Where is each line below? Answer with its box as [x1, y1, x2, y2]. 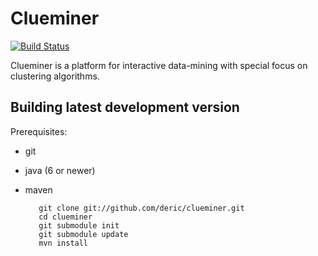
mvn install [38, 238, 89, 248]
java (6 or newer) [24, 164, 96, 176]
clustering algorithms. [10, 70, 100, 82]
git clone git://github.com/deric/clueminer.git [38, 203, 245, 213]
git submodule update [38, 229, 129, 239]
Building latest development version [10, 99, 240, 116]
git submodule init [38, 220, 120, 231]
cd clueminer [38, 212, 93, 222]
